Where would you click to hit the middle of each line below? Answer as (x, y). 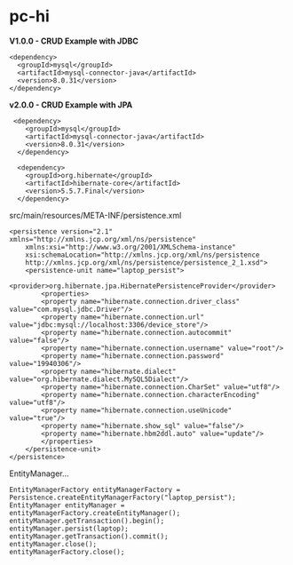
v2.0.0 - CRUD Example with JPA (71, 105)
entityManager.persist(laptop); (69, 529)
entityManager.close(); (53, 544)
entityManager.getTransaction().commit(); (89, 536)
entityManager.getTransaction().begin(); (87, 521)
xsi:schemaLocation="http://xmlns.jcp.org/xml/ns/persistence (143, 255)
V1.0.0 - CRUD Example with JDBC (74, 41)
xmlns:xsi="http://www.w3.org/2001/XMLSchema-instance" (131, 247)
